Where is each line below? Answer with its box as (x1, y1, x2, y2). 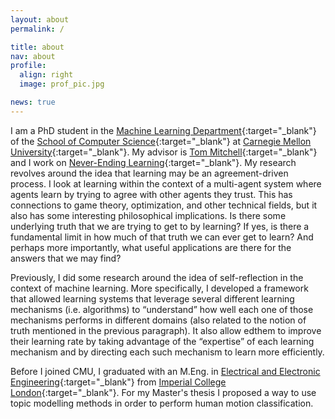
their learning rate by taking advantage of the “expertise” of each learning (10, 335, 315, 347)
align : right (19, 70, 74, 80)
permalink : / (10, 24, 65, 34)
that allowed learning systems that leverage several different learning (10, 292, 295, 305)
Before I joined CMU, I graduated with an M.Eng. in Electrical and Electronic (10, 365, 321, 377)
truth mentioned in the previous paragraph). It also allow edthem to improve (10, 324, 322, 336)
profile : (10, 61, 47, 71)
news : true (10, 97, 56, 107)
